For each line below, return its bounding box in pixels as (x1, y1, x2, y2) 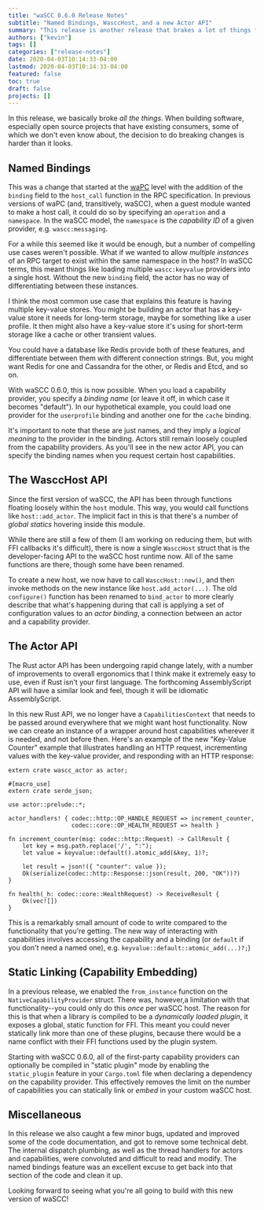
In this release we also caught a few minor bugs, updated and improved (8, 1129, 240, 1138)
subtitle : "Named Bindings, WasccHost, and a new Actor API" (8, 19, 213, 27)
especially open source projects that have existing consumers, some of (8, 122, 240, 131)
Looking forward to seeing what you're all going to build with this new (8, 1186, 233, 1196)
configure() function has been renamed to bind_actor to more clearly (8, 592, 234, 601)
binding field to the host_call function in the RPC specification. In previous (8, 190, 251, 201)
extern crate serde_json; (8, 787, 93, 795)
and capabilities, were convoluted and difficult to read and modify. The (8, 1154, 237, 1164)
